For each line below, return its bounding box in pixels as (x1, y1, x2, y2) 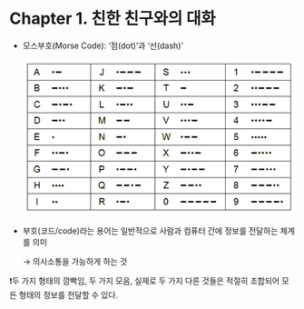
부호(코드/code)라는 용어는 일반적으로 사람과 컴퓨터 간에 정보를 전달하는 (22, 225, 279, 236)
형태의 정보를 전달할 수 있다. (18, 290, 119, 301)
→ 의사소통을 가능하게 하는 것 (22, 256, 128, 267)
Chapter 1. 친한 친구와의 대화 (9, 8, 216, 29)
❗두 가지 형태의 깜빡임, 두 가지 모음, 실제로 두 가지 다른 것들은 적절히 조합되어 (9, 275, 279, 286)
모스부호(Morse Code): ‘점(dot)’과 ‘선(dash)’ (22, 40, 183, 51)
